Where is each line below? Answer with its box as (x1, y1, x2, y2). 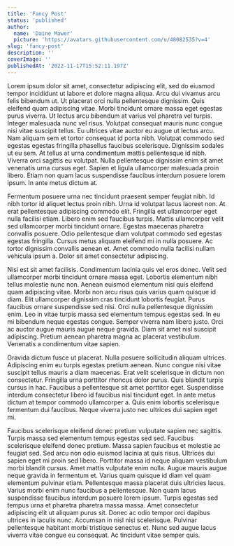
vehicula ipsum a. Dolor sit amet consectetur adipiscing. (7, 252, 169, 260)
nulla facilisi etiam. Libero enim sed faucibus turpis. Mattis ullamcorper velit (7, 214, 224, 223)
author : (7, 23, 30, 30)
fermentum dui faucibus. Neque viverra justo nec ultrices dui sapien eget (7, 405, 218, 414)
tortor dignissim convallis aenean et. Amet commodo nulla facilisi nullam (7, 244, 215, 252)
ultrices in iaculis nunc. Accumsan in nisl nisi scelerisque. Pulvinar (7, 516, 198, 524)
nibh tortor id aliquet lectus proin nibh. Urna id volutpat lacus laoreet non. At (7, 199, 226, 207)
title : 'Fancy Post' (7, 10, 68, 18)
